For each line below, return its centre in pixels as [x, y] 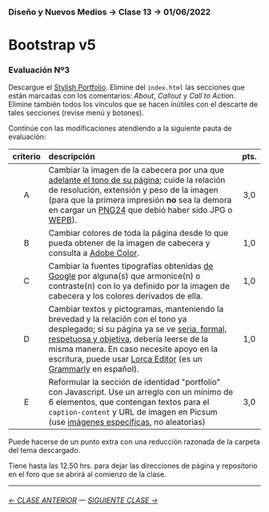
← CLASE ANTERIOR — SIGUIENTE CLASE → [83, 500]
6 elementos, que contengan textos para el [129, 402]
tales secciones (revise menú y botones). [76, 113]
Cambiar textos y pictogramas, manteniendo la [136, 309]
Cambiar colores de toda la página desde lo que [139, 233]
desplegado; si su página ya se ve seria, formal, [138, 329]
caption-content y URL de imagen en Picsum [133, 412]
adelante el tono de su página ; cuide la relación [137, 180]
